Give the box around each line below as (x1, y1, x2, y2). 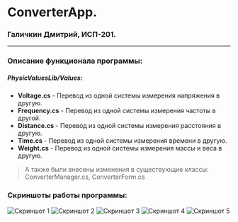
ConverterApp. (7, 4, 98, 21)
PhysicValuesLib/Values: (7, 74, 83, 82)
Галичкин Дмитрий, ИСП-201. (7, 30, 117, 40)
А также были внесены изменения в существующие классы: (24, 165, 209, 174)
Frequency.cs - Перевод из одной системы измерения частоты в (17, 107, 216, 115)
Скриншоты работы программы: (7, 190, 127, 200)
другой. (17, 114, 41, 122)
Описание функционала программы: (7, 56, 143, 66)
